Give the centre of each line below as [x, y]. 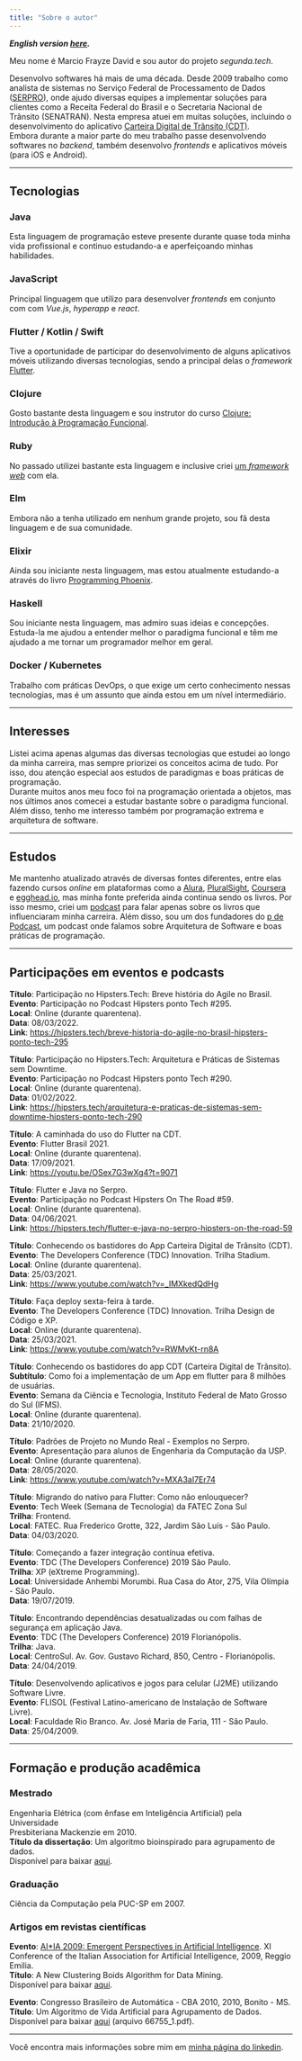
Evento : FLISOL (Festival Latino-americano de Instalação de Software [138, 1703]
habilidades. [32, 256]
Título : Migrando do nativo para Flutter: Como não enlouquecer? [129, 1497]
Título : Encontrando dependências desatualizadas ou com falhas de [136, 1618]
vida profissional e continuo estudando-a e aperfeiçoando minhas [131, 246]
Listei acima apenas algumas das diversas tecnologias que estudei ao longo [150, 753]
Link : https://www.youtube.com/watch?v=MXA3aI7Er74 [112, 1480]
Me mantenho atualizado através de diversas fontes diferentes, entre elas [145, 878]
